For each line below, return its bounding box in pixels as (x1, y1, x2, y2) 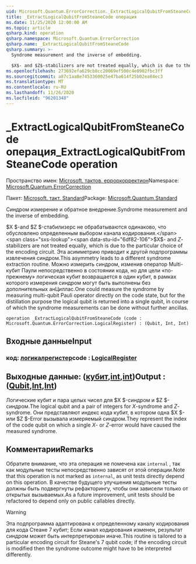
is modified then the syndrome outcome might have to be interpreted (6, 545, 172, 552)
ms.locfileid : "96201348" (6, 95, 69, 101)
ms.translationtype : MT (6, 79, 64, 85)
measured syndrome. (6, 427, 57, 434)
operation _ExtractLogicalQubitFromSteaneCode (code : (6, 315, 142, 321)
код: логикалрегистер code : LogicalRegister (6, 354, 137, 362)
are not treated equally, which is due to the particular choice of (32, 242, 183, 249)
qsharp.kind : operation (6, 30, 64, 36)
